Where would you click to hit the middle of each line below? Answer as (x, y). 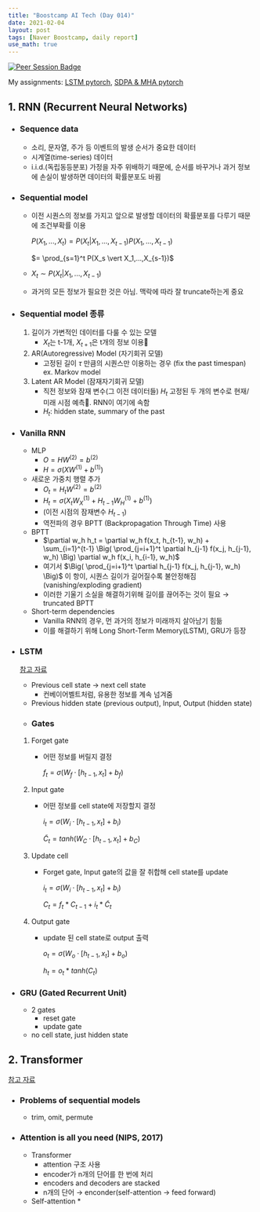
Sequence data (49, 129)
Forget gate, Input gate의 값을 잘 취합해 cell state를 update (135, 871)
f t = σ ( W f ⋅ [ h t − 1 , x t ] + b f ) (83, 774)
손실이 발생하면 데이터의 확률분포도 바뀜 (101, 177)
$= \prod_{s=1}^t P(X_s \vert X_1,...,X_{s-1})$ (103, 258)
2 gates (43, 1010)
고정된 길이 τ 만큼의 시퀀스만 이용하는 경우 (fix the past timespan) (144, 363)
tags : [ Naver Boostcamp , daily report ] (73, 37)
